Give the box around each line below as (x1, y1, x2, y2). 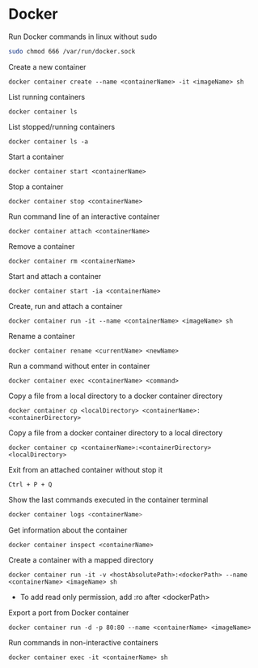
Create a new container (8, 62, 87, 71)
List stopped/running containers (8, 122, 116, 131)
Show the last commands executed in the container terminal (8, 495, 209, 504)
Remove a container (8, 241, 75, 251)
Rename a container (8, 331, 75, 340)
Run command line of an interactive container (8, 212, 160, 221)
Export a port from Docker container (8, 607, 129, 617)
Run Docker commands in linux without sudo (8, 32, 158, 41)
